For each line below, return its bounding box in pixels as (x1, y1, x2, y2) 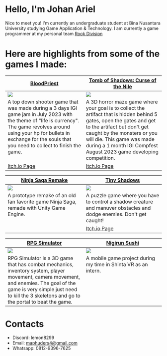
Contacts (5, 318, 44, 330)
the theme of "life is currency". (7, 117, 80, 124)
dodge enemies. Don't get (86, 211, 147, 218)
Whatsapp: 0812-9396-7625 (12, 346, 71, 352)
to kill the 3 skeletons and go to (7, 292, 81, 299)
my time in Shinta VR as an (86, 261, 148, 268)
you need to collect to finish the (7, 142, 82, 149)
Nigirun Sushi (106, 239, 139, 246)
